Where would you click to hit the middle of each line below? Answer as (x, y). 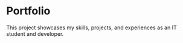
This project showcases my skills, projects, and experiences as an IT (91, 27)
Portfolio (28, 11)
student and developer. (35, 33)
